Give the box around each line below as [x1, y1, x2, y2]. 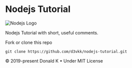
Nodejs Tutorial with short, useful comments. [5, 29, 99, 35]
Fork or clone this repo [5, 39, 52, 45]
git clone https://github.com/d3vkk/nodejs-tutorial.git [5, 49, 127, 54]
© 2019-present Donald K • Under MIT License [5, 57, 103, 63]
